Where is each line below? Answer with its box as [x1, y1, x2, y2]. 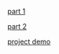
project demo [7, 37, 51, 46]
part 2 [7, 22, 28, 31]
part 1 [7, 7, 26, 16]
